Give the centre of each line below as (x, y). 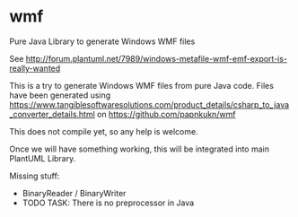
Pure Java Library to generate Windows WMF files (102, 41)
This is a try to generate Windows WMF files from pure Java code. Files (141, 85)
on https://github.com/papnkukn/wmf (167, 114)
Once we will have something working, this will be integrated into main (139, 149)
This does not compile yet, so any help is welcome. (104, 131)
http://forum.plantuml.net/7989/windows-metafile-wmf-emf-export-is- (157, 58)
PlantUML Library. (43, 158)
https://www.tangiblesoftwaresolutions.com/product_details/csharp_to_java (149, 104)
